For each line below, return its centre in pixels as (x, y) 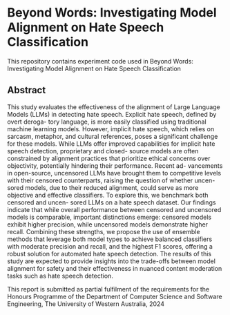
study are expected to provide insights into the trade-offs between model (112, 261)
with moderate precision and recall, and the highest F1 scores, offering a (110, 246)
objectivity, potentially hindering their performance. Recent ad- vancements (115, 165)
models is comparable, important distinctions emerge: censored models (109, 217)
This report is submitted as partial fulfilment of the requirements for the (108, 289)
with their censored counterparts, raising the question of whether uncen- (111, 180)
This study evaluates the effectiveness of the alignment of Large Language (114, 107)
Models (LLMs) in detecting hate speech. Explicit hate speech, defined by (112, 114)
